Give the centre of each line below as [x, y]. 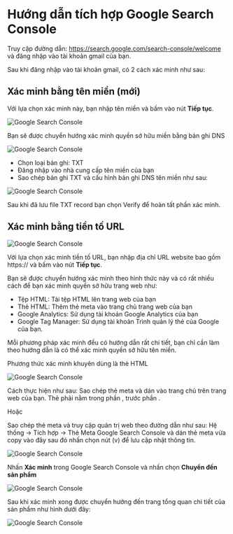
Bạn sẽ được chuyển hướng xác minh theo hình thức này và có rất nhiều [111, 278]
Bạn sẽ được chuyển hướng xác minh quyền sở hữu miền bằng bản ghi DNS [116, 135]
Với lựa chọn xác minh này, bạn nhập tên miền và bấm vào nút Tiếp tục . [111, 108]
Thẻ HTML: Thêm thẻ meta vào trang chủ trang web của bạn [105, 307]
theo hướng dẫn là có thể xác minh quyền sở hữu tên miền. [92, 350]
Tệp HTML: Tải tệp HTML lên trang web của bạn [86, 299]
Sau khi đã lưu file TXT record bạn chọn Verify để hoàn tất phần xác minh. [114, 204]
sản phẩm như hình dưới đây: [49, 509]
